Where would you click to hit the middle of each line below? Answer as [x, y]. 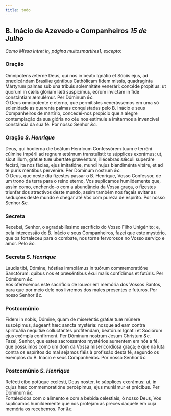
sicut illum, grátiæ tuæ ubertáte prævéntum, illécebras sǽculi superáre [80, 159]
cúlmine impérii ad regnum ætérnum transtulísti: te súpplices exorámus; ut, [84, 154]
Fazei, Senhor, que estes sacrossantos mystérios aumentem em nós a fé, [82, 341]
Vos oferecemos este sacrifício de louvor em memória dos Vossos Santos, [83, 284]
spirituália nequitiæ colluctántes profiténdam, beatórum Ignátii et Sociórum [84, 330]
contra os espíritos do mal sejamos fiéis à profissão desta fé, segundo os [82, 352]
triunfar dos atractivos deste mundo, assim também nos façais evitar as [81, 192]
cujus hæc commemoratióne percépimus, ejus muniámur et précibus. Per [82, 387]
